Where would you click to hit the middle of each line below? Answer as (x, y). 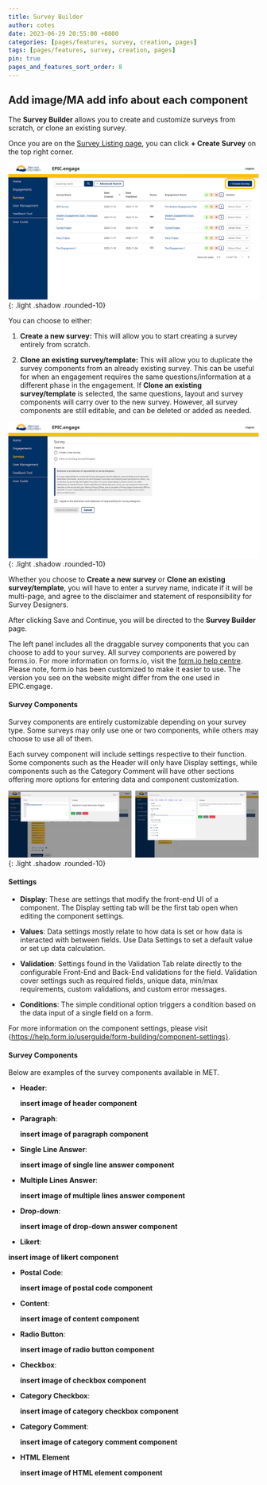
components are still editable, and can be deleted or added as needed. (135, 410)
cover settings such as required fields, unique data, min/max (119, 980)
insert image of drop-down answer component (99, 1227)
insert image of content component (79, 1319)
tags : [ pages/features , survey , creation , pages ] (92, 50)
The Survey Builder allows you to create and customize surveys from (122, 119)
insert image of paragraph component (84, 1134)
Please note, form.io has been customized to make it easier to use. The (124, 669)
